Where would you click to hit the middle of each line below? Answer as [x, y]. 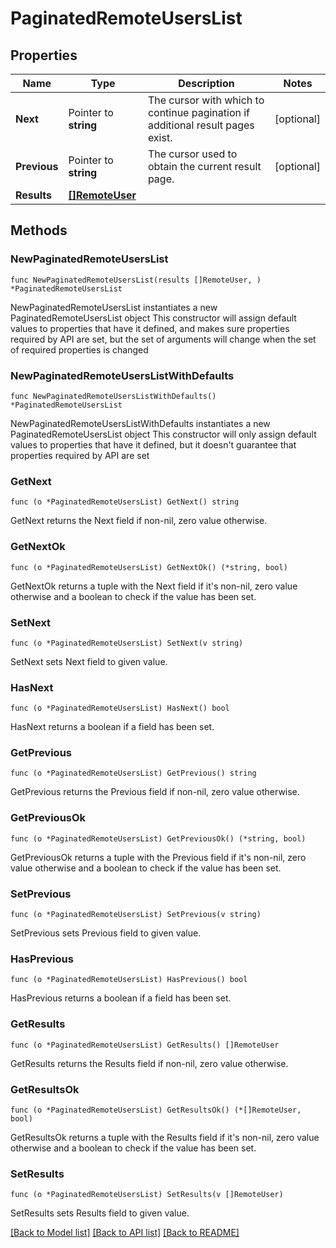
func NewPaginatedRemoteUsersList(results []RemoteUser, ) [136, 280]
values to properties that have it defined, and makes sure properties [150, 328]
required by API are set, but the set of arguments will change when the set [163, 339]
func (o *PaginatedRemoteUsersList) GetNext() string [125, 502]
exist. [160, 137]
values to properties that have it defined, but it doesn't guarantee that [153, 444]
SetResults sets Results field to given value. [100, 1213]
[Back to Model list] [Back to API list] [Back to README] [125, 1233]
